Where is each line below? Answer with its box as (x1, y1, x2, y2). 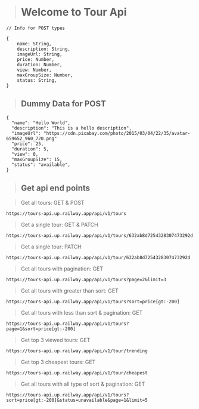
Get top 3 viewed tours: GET (20, 336, 91, 343)
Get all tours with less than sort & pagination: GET (20, 309, 143, 316)
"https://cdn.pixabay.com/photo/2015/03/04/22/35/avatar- (43, 130, 191, 136)
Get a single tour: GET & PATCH (20, 221, 98, 228)
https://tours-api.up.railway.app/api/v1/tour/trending (6, 348, 148, 354)
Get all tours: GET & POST (20, 199, 85, 206)
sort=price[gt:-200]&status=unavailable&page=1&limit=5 (6, 397, 148, 403)
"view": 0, (11, 151, 39, 157)
